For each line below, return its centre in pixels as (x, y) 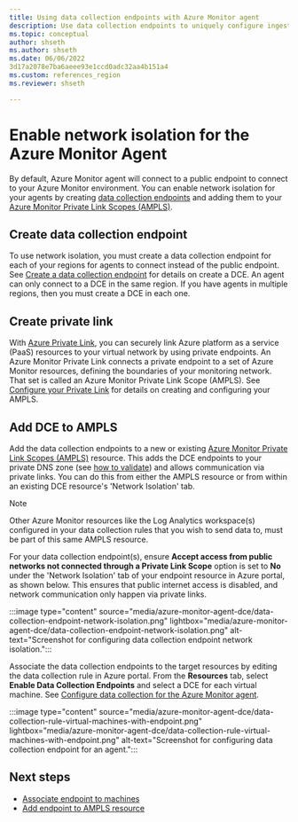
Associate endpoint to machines (81, 798)
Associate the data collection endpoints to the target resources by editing (143, 666)
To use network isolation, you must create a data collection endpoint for (141, 256)
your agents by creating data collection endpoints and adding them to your (145, 197)
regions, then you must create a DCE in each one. (100, 294)
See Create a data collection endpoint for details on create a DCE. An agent (147, 275)
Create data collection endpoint (98, 235)
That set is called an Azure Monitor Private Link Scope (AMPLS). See (135, 380)
